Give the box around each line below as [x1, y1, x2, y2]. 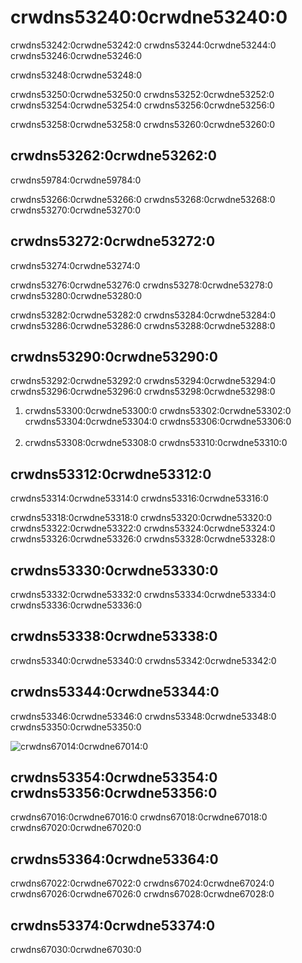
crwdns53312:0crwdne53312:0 [10, 466, 212, 483]
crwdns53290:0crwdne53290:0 [10, 348, 218, 365]
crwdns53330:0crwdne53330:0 [10, 562, 219, 579]
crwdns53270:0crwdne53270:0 [10, 204, 142, 216]
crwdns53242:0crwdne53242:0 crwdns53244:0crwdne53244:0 [10, 39, 277, 51]
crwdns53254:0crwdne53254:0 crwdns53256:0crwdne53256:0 [10, 99, 275, 111]
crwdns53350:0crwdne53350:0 [10, 721, 142, 733]
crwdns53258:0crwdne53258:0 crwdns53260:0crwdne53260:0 [10, 118, 276, 130]
